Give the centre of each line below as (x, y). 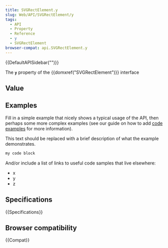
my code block (20, 153)
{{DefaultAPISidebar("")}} (32, 62)
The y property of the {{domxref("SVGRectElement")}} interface (72, 72)
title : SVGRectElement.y (32, 10)
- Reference (23, 34)
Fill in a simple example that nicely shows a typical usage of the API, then (82, 118)
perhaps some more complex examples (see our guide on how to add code (84, 123)
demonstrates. (20, 144)
